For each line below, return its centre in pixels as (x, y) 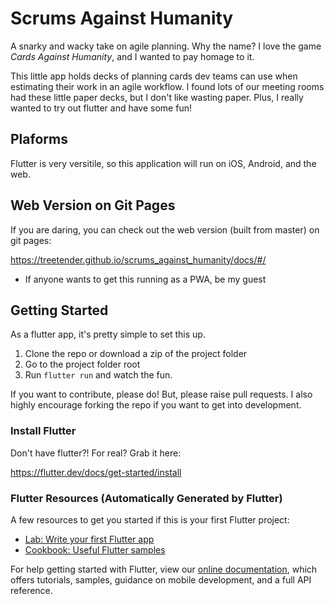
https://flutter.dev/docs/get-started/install (96, 472)
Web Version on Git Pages (93, 205)
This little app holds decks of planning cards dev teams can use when (154, 76)
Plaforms (39, 139)
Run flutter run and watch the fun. (98, 375)
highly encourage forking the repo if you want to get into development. (156, 405)
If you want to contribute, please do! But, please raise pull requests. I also (161, 394)
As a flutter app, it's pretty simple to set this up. (108, 334)
